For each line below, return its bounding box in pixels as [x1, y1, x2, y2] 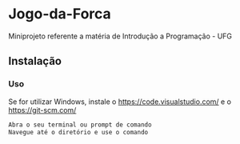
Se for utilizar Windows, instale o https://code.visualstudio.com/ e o [8, 97, 232, 106]
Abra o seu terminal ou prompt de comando [8, 121, 152, 129]
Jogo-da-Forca [8, 5, 112, 23]
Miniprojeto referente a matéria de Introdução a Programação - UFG [8, 31, 233, 41]
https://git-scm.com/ [8, 105, 77, 114]
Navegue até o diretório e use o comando [8, 128, 149, 136]
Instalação [8, 54, 62, 68]
